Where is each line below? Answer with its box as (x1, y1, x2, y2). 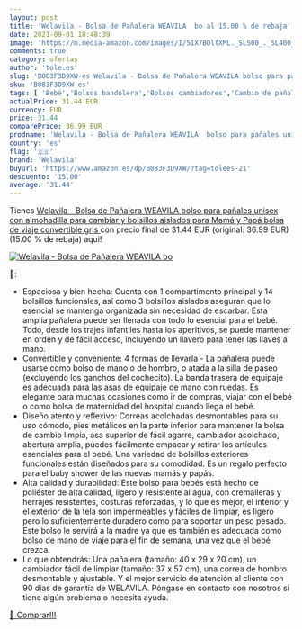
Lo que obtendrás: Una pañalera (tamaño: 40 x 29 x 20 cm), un (22, 554, 257, 565)
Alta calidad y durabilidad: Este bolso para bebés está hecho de (22, 478, 259, 489)
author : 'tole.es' (9, 64, 78, 73)
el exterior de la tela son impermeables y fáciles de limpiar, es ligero (22, 506, 274, 517)
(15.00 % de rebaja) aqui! (9, 234, 102, 245)
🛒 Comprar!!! (9, 609, 57, 621)
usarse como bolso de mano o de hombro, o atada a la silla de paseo (22, 363, 279, 373)
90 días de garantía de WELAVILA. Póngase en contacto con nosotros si (22, 582, 290, 594)
